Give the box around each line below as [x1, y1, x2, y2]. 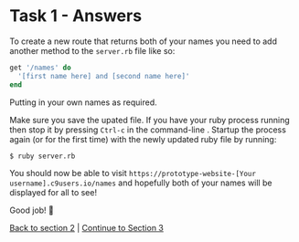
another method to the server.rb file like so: [9, 45, 176, 56]
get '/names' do [9, 63, 71, 72]
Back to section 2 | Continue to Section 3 [9, 222, 165, 233]
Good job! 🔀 [9, 205, 55, 216]
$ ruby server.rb [9, 152, 76, 161]
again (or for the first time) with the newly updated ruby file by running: [9, 133, 277, 144]
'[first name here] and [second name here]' [17, 71, 190, 80]
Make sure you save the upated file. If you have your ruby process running [9, 114, 290, 125]
